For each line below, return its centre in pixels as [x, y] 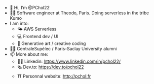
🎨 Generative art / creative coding [52, 43]
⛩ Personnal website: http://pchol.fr [54, 76]
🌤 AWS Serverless [37, 29]
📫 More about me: [29, 54]
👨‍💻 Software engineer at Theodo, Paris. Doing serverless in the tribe [79, 13]
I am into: [19, 23]
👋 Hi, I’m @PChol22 [30, 8]
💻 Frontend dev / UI [38, 36]
